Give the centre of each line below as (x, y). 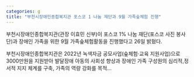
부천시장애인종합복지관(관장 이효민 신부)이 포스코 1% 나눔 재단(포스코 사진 (91, 34)
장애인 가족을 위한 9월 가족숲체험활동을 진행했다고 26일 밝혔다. (90, 41)
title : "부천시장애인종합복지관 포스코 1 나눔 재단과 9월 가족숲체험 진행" (84, 17)
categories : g (23, 11)
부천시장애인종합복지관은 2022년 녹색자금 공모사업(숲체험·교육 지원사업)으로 (93, 53)
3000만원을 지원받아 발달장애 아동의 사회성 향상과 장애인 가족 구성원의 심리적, (95, 61)
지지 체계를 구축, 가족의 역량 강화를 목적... (64, 68)
